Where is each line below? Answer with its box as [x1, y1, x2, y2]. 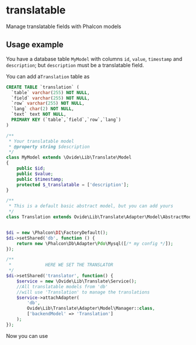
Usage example [6, 40, 64, 50]
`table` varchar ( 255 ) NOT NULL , [11, 89, 90, 95]
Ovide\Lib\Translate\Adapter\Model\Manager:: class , [27, 305, 156, 312]
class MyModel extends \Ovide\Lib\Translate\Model [6, 154, 132, 161]
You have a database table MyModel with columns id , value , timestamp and [6, 55, 183, 62]
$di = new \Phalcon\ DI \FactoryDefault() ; [6, 229, 108, 236]
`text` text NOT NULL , [11, 112, 66, 118]
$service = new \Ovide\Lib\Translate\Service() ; [16, 278, 137, 284]
